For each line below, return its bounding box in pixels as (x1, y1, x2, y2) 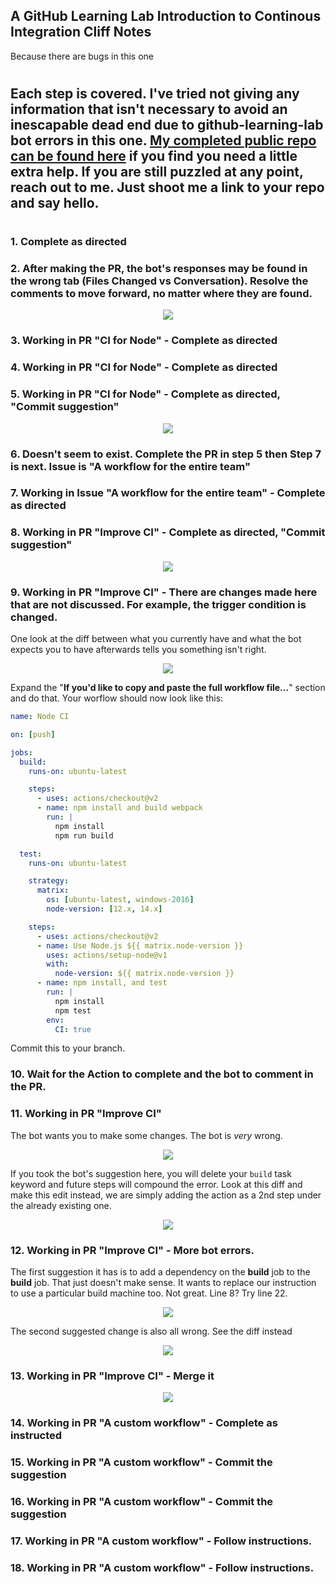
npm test (54, 1005, 92, 1016)
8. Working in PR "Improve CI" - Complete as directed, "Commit (10, 525, 326, 539)
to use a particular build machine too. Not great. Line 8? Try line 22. (10, 1287, 288, 1299)
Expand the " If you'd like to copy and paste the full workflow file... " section (10, 682, 326, 694)
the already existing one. (10, 1199, 112, 1211)
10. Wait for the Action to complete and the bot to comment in (10, 1067, 314, 1081)
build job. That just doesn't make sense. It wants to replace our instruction (10, 1276, 317, 1288)
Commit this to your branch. (10, 1042, 126, 1054)
